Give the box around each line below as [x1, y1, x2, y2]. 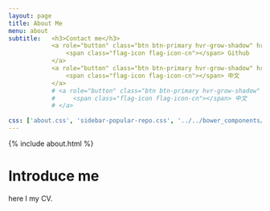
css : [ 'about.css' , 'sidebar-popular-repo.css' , [8, 117, 174, 125]
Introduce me [8, 167, 100, 185]
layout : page [8, 11, 52, 20]
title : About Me [8, 19, 63, 27]
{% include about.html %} [8, 139, 94, 148]
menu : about [8, 27, 48, 35]
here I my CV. [8, 193, 53, 203]
